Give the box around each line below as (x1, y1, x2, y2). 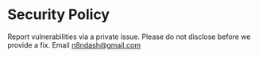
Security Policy (7, 6, 110, 24)
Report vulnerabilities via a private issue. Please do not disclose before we (7, 32, 251, 41)
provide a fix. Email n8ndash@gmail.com (7, 40, 141, 49)
